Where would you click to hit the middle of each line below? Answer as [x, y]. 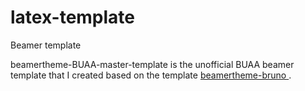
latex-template [73, 17]
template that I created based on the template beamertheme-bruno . [151, 75]
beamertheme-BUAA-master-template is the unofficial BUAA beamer [152, 64]
